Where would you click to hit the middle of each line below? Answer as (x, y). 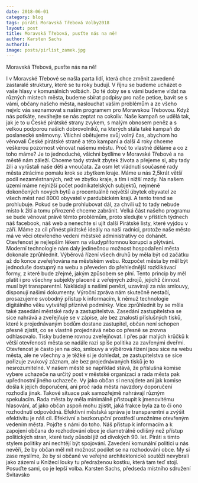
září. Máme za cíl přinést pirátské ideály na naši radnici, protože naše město (98, 229)
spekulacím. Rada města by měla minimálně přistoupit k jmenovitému (90, 399)
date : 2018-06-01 (27, 12)
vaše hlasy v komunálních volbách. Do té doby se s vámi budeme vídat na (96, 91)
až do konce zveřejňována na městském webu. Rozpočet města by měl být (97, 260)
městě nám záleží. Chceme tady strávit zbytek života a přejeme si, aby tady (98, 160)
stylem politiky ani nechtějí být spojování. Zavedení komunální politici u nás (98, 443)
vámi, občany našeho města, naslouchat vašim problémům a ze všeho (92, 104)
